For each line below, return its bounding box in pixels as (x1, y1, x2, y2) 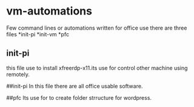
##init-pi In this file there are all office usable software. (6, 82, 143, 89)
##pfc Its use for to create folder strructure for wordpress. (6, 94, 152, 101)
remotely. (6, 71, 30, 78)
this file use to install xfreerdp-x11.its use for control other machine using (6, 64, 188, 71)
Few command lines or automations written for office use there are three (6, 24, 187, 31)
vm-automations (6, 4, 93, 18)
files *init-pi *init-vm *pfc (6, 30, 70, 37)
